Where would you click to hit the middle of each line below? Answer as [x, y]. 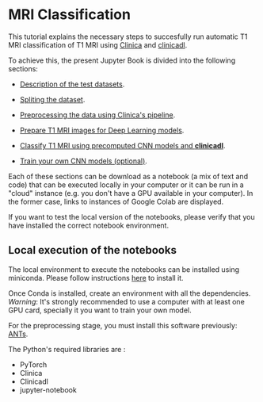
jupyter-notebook [48, 389]
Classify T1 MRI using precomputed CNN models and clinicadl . [122, 145]
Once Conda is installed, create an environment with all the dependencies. [130, 293]
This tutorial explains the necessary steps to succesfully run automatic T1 [128, 36]
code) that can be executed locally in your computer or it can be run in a [126, 185]
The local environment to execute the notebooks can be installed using [124, 269]
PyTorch [33, 364]
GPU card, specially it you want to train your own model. [100, 310]
